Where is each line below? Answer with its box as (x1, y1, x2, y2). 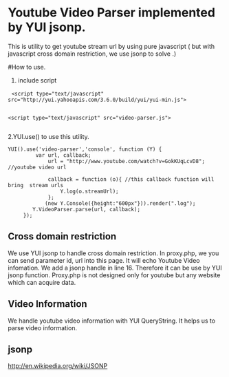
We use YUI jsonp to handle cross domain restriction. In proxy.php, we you (8, 249, 219, 257)
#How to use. (8, 63, 46, 71)
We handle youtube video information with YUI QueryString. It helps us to (8, 316, 216, 325)
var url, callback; (35, 151, 91, 159)
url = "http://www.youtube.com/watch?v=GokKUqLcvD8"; (47, 158, 206, 164)
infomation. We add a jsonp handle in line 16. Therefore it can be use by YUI (8, 263, 222, 272)
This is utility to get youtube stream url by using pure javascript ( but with (8, 42, 215, 50)
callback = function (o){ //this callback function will (47, 175, 215, 183)
